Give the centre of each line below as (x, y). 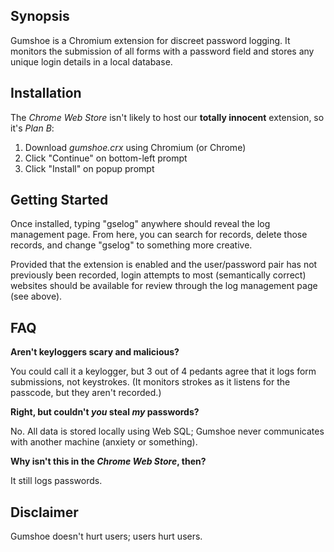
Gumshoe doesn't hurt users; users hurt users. (106, 536)
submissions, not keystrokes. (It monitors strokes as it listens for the (150, 382)
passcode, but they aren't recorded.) (86, 393)
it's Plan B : (32, 128)
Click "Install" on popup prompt (89, 168)
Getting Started (59, 200)
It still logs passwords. (56, 481)
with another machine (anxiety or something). (104, 442)
